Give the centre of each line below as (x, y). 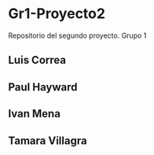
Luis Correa (37, 60)
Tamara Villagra (48, 140)
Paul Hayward (43, 87)
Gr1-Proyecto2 (57, 14)
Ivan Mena (35, 114)
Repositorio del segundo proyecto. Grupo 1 (77, 35)
